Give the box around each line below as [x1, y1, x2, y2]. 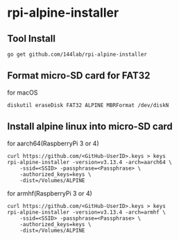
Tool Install [7, 33, 56, 45]
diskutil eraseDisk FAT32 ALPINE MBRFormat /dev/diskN [7, 102, 169, 109]
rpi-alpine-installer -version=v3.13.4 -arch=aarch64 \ [7, 159, 172, 166]
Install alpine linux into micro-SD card [7, 120, 173, 133]
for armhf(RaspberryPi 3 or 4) [7, 189, 92, 198]
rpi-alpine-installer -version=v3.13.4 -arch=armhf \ [7, 209, 167, 216]
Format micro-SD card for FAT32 [7, 70, 151, 81]
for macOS [7, 88, 38, 97]
